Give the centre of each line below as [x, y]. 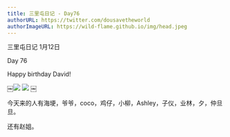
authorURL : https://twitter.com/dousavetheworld [79, 20]
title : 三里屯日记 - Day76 [43, 13]
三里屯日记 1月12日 [34, 47]
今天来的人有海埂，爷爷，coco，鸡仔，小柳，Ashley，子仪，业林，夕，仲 [112, 103]
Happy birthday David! [39, 74]
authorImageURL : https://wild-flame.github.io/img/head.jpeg [97, 26]
